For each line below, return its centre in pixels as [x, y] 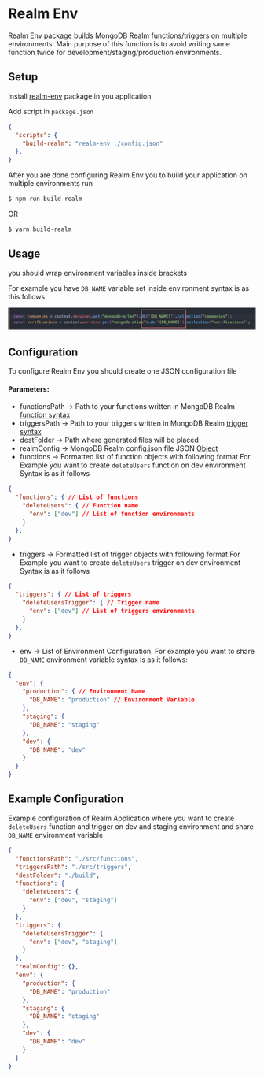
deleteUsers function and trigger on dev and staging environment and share [131, 826]
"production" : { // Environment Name [84, 691]
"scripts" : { [37, 135]
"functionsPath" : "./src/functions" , [77, 859]
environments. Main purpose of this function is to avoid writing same [119, 43]
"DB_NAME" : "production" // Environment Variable [112, 700]
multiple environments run [50, 184]
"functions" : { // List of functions [77, 497]
